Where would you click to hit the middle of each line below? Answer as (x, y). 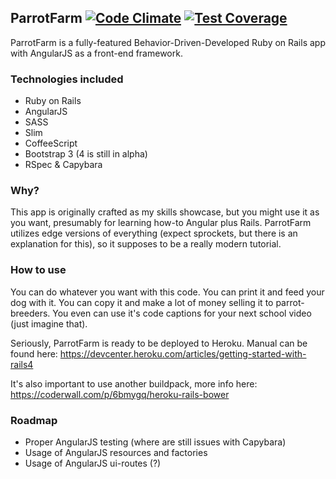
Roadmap (34, 420)
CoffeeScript (51, 143)
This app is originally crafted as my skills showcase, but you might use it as (165, 212)
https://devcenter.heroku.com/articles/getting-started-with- (183, 353)
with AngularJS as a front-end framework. (96, 53)
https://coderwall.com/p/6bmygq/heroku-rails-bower (120, 394)
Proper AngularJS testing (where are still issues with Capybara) (155, 442)
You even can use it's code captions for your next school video (182, 313)
